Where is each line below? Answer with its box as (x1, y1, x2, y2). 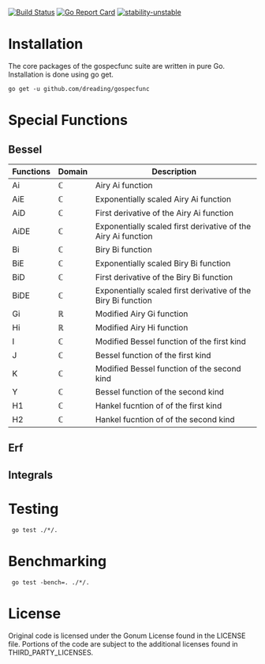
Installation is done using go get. (8, 70, 114, 79)
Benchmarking (8, 552, 107, 570)
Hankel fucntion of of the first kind (95, 400, 222, 411)
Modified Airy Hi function (95, 322, 188, 333)
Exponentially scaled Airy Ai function (95, 194, 231, 205)
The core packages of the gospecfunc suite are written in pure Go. (8, 61, 226, 70)
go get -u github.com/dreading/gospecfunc (8, 85, 150, 92)
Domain (58, 166, 88, 177)
